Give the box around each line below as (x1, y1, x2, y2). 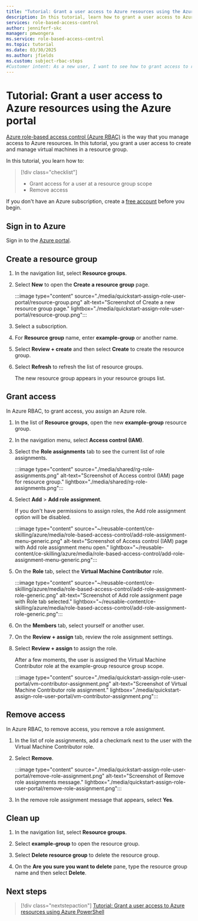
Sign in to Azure (6, 221, 66, 231)
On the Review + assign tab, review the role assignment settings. (14, 633, 174, 640)
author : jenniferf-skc (6, 25, 62, 31)
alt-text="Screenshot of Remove (105, 772, 184, 779)
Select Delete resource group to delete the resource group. (14, 851, 160, 858)
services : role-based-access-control (6, 19, 99, 25)
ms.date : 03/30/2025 (6, 47, 57, 53)
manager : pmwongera (6, 31, 54, 37)
